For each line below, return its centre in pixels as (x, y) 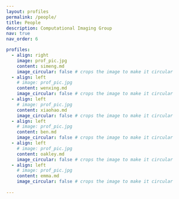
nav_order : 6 (22, 39)
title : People (24, 22)
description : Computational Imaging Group (59, 28)
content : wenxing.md (42, 88)
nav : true (18, 34)
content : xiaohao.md (42, 110)
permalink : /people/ (32, 17)
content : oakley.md (41, 154)
